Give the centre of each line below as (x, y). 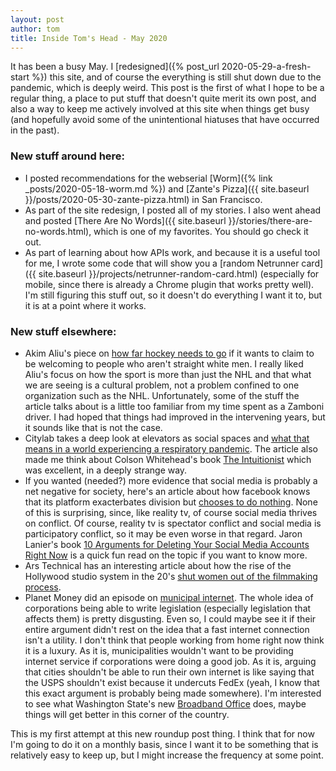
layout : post (37, 19)
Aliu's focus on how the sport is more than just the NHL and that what (168, 374)
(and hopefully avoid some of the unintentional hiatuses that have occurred (165, 120)
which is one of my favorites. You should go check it (201, 231)
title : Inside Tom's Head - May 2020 (89, 38)
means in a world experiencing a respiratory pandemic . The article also (171, 448)
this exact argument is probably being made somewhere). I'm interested (173, 693)
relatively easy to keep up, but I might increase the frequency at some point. (167, 755)
